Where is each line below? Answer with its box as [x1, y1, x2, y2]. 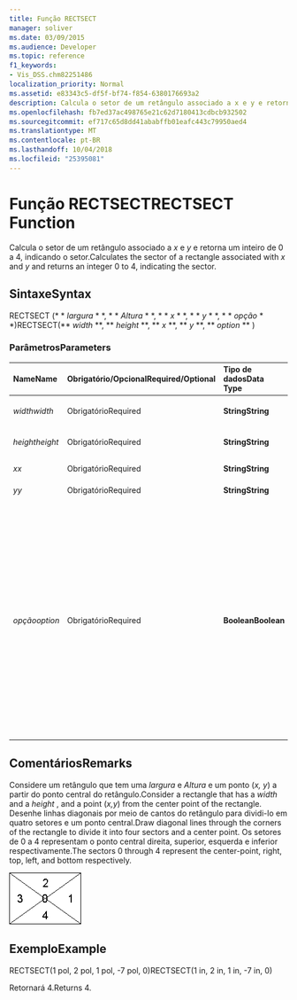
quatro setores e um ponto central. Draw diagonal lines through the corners [9, 816, 282, 828]
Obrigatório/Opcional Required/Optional [66, 373, 217, 385]
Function [9, 213, 76, 232]
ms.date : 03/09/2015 [9, 33, 86, 42]
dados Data [223, 373, 265, 385]
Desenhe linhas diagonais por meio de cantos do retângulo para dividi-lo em [9, 808, 287, 818]
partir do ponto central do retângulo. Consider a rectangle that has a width [9, 789, 278, 800]
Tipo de [223, 364, 252, 375]
